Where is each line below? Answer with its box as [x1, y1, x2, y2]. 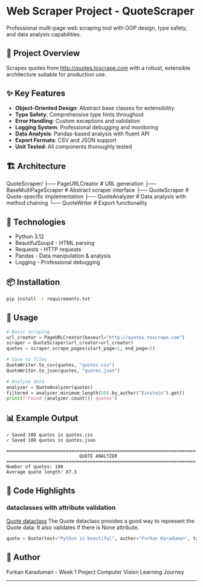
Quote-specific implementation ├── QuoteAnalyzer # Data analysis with [6, 193, 186, 200]
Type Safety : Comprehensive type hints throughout [14, 111, 144, 118]
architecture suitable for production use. [6, 71, 107, 78]
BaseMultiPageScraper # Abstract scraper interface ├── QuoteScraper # [6, 186, 189, 194]
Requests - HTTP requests [14, 246, 82, 253]
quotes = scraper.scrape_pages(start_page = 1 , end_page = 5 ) [6, 346, 155, 352]
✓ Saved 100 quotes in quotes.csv [6, 432, 94, 438]
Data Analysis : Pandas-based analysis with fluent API [14, 130, 150, 137]
